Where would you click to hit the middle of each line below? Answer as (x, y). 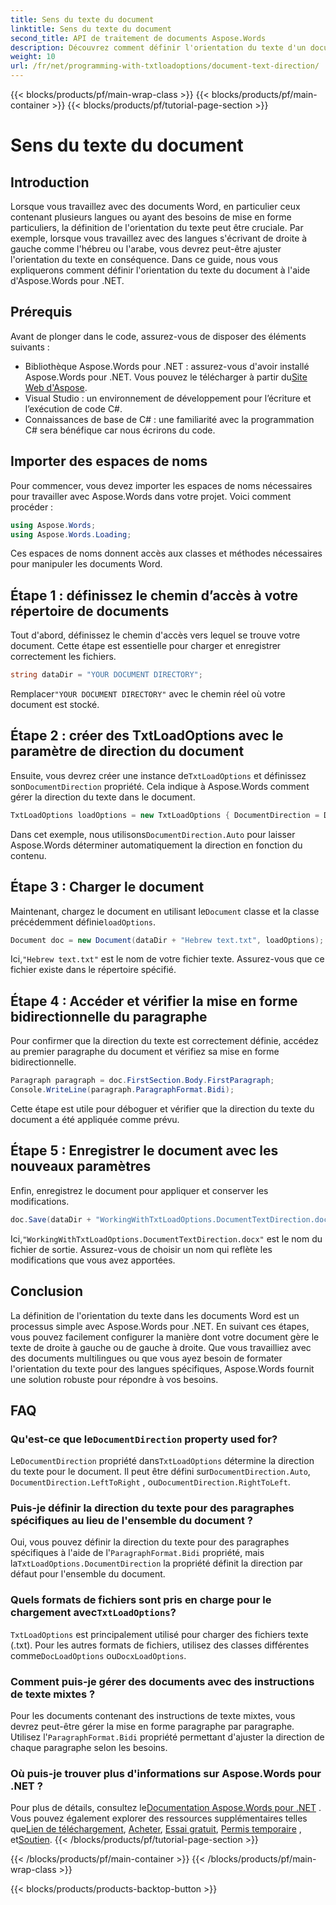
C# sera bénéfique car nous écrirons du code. (120, 430)
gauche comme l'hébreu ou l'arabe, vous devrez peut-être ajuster (146, 249)
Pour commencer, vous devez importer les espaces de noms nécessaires (161, 485)
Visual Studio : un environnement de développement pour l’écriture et (168, 398)
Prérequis (41, 312)
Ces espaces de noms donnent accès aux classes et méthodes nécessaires (166, 553)
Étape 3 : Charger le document (107, 887)
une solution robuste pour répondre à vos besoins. (114, 1379)
